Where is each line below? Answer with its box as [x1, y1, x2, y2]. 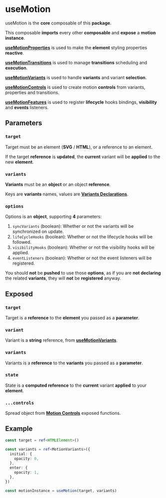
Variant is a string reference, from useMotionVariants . [5, 337, 118, 343]
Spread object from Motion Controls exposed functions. [5, 410, 121, 416]
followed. [12, 239, 31, 245]
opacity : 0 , [14, 456, 39, 461]
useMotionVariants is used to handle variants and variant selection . [5, 74, 147, 80]
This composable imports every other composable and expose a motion [5, 29, 156, 35]
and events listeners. [5, 104, 49, 110]
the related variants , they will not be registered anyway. [5, 275, 121, 281]
